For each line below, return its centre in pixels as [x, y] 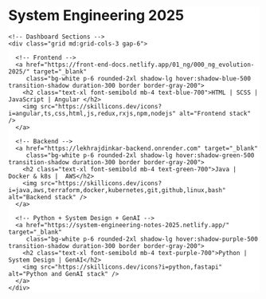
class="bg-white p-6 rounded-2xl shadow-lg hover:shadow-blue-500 [138, 78]
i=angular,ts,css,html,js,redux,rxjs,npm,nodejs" [92, 113]
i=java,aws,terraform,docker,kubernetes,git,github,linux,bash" [117, 190]
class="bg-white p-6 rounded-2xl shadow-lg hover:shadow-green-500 [140, 155]
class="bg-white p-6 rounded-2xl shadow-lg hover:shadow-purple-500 [142, 239]
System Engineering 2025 [96, 16]
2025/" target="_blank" [48, 71]
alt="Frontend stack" [215, 113]
